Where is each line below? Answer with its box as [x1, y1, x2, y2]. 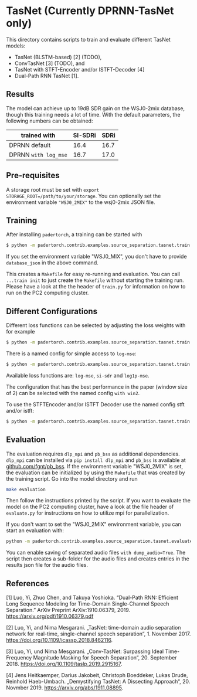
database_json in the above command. [6, 259, 98, 266]
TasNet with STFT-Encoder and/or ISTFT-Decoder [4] [14, 66, 145, 73]
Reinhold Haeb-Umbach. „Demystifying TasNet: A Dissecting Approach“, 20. [6, 678, 191, 685]
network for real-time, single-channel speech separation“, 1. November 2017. [6, 630, 191, 637]
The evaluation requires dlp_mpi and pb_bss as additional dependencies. [6, 450, 180, 457]
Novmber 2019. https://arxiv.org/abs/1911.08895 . [6, 684, 124, 691]
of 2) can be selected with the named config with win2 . [6, 389, 140, 396]
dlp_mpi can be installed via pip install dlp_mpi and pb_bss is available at [6, 456, 186, 464]
